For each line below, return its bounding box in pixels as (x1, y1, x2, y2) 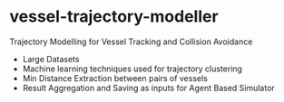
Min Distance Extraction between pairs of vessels (22, 72, 209, 83)
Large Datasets (22, 53, 80, 64)
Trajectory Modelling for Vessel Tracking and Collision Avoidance (9, 36, 253, 47)
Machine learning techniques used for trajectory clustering (22, 63, 243, 74)
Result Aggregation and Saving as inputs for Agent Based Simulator (22, 82, 275, 93)
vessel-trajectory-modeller (9, 6, 220, 27)
